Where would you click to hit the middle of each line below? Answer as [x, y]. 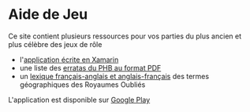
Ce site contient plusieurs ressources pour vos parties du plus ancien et [125, 36]
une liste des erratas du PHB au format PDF [90, 67]
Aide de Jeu [48, 14]
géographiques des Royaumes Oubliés [82, 85]
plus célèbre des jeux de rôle [55, 44]
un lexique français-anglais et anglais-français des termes [114, 76]
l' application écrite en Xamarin [69, 60]
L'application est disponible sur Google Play [79, 99]
